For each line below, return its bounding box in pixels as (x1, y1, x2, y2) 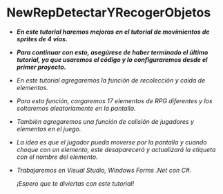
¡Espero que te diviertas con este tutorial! (16, 179, 135, 187)
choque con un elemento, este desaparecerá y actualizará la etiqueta (16, 145, 216, 153)
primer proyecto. (16, 63, 66, 71)
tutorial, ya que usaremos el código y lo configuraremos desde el (16, 55, 208, 63)
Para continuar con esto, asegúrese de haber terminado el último (16, 48, 209, 56)
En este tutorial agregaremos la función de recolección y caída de (16, 76, 206, 84)
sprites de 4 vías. (16, 34, 68, 43)
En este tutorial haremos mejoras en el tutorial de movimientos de (16, 28, 210, 36)
